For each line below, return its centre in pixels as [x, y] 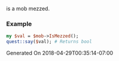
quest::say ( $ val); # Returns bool [49, 42]
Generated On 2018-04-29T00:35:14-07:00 [60, 53]
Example [19, 24]
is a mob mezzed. [28, 9]
